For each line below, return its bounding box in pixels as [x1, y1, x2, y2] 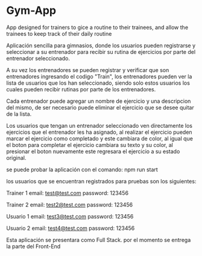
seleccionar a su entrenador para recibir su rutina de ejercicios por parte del [6, 48, 196, 55]
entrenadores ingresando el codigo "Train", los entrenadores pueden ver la [6, 73, 192, 80]
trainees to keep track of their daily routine [6, 30, 112, 37]
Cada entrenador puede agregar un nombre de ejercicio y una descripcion [6, 97, 191, 105]
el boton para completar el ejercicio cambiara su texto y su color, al [6, 141, 173, 148]
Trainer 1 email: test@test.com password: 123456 [6, 189, 128, 197]
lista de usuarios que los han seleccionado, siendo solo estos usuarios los [6, 79, 190, 87]
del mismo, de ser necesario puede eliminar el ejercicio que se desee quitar [6, 103, 194, 111]
